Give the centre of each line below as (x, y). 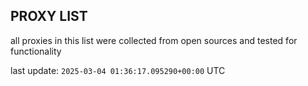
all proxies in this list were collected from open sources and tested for (154, 40)
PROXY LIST (49, 16)
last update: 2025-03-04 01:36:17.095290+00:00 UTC (118, 70)
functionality (36, 51)
